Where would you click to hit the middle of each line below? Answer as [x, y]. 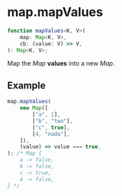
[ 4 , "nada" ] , [51, 134]
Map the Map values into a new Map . [61, 63]
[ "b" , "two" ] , [53, 121]
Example [26, 85]
